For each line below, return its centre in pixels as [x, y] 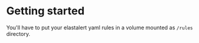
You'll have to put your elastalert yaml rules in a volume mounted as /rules [99, 27]
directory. [18, 33]
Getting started [46, 11]
